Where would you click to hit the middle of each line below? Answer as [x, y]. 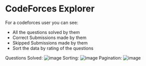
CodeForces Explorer [50, 9]
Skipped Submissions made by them [50, 42]
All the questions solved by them [46, 32]
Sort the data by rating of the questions [53, 48]
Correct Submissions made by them [49, 37]
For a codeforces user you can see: [42, 22]
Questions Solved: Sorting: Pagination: [64, 57]
